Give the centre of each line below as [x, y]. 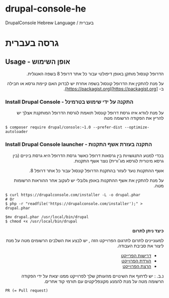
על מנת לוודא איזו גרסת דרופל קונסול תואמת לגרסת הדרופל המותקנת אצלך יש [90, 113]
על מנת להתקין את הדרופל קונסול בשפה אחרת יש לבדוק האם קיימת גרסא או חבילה [86, 83]
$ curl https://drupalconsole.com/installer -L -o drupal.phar [73, 195]
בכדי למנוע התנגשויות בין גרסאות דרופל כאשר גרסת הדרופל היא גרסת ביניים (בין [88, 155]
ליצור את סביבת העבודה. [140, 246]
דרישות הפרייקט [136, 255]
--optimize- [137, 127]
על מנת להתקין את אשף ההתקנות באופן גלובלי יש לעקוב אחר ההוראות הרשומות [89, 180]
